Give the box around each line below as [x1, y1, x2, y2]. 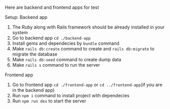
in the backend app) [12, 87, 55, 93]
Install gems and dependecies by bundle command [12, 40, 120, 46]
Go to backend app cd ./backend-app [12, 35, 91, 41]
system [12, 30, 28, 35]
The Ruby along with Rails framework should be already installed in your [12, 24, 165, 30]
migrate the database [12, 51, 57, 57]
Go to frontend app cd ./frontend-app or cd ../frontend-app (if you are [12, 81, 162, 88]
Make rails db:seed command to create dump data [12, 57, 121, 63]
